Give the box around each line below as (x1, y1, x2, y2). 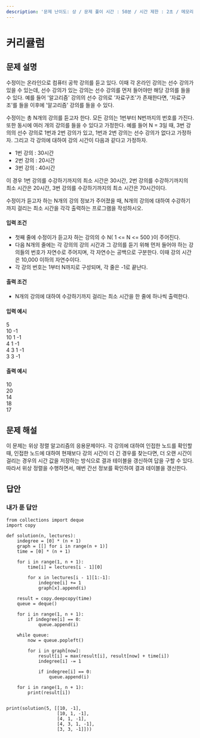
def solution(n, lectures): (6, 532, 76, 538)
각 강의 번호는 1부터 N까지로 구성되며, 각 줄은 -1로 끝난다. (14, 264, 148, 271)
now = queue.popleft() (27, 637, 84, 643)
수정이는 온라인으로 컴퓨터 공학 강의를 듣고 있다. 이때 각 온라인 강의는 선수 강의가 (6, 79, 194, 86)
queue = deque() (17, 601, 58, 607)
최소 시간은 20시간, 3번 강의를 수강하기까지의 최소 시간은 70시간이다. (6, 184, 167, 191)
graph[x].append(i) (38, 585, 87, 591)
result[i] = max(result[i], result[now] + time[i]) (38, 653, 170, 659)
